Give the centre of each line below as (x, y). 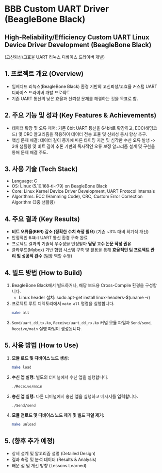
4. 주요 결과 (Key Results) (42, 219)
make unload (24, 424)
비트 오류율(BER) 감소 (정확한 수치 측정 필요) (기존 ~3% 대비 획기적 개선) (80, 232)
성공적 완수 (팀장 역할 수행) (47, 256)
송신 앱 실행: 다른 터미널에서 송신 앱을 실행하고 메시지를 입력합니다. (75, 396)
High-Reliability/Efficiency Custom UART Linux (77, 37)
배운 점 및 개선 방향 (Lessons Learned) (49, 466)
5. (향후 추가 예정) (30, 441)
